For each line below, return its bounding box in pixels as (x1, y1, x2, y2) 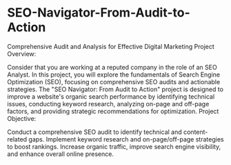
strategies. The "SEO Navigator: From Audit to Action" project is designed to (7, 85, 224, 93)
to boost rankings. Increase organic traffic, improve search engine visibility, (7, 142, 221, 151)
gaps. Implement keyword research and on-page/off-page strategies (28, 135, 224, 143)
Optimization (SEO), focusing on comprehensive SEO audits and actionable (7, 77, 221, 86)
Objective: (7, 114, 37, 122)
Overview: (7, 50, 37, 58)
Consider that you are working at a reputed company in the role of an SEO (7, 63, 217, 71)
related (7, 135, 28, 143)
